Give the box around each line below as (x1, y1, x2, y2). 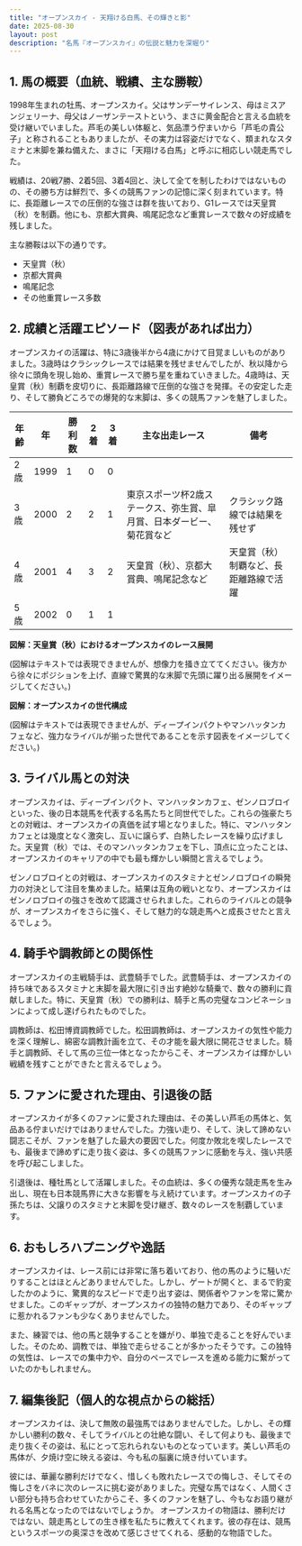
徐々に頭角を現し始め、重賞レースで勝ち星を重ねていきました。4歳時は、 (9, 369, 282, 380)
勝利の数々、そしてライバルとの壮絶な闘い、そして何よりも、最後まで (32, 1429, 292, 1440)
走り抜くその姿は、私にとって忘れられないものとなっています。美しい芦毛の (9, 1440, 291, 1451)
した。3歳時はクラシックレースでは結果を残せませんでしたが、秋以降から (16, 358, 289, 369)
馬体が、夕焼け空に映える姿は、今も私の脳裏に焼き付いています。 (9, 1451, 253, 1462)
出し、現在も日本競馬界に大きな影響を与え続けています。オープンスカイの (9, 1188, 284, 1199)
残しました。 (9, 220, 57, 231)
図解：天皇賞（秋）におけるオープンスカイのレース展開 (9, 639, 214, 650)
